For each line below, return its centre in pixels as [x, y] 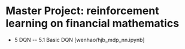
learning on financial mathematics [92, 23]
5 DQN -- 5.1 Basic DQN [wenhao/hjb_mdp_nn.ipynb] [79, 40]
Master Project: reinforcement [82, 11]
